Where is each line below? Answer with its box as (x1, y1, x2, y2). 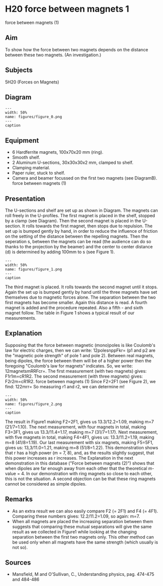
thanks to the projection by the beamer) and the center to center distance (5, 244, 153, 249)
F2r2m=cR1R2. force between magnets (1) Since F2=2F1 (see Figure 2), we (5, 378, 156, 384)
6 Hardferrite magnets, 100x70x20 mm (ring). (12, 149, 103, 155)
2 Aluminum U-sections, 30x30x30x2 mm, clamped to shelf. (12, 160, 133, 165)
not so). (12, 544, 28, 550)
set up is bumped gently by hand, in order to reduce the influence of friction (5, 228, 158, 234)
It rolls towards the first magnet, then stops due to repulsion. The (22, 223, 153, 229)
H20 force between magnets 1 (5, 3, 129, 15)
